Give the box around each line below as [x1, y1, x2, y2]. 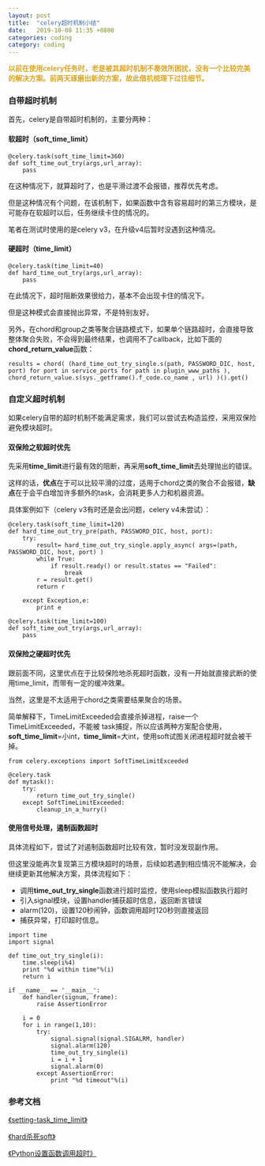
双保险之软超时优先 [8, 442, 71, 451]
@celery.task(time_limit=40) [8, 262, 104, 270]
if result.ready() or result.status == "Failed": [50, 562, 217, 570]
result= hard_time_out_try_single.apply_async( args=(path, [36, 541, 238, 549]
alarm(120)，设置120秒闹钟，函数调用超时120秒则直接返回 [19, 905, 209, 915]
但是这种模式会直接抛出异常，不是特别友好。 [8, 308, 154, 317]
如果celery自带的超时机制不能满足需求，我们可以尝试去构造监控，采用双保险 [8, 413, 257, 423]
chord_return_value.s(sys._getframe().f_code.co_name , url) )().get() [8, 373, 248, 382]
